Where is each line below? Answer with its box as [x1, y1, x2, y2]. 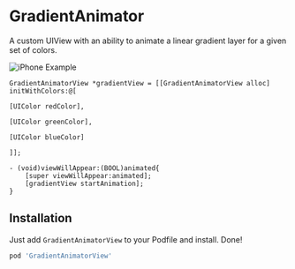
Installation [9, 211, 72, 226]
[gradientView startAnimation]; [25, 179, 144, 188]
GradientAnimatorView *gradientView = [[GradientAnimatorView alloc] [9, 78, 271, 87]
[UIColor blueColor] [9, 132, 86, 142]
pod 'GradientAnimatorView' [9, 251, 113, 260]
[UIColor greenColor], [9, 117, 93, 126]
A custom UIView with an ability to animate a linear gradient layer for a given [9, 35, 287, 46]
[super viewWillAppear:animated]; [25, 171, 152, 180]
